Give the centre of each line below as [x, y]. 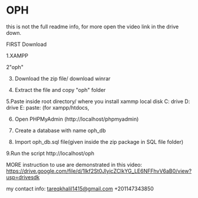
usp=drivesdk [23, 177]
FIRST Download [27, 44]
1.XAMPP [17, 55]
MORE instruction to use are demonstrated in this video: [74, 164]
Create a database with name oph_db [60, 130]
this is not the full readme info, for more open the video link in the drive [92, 27]
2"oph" [15, 67]
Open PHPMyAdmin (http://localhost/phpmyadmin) [77, 119]
